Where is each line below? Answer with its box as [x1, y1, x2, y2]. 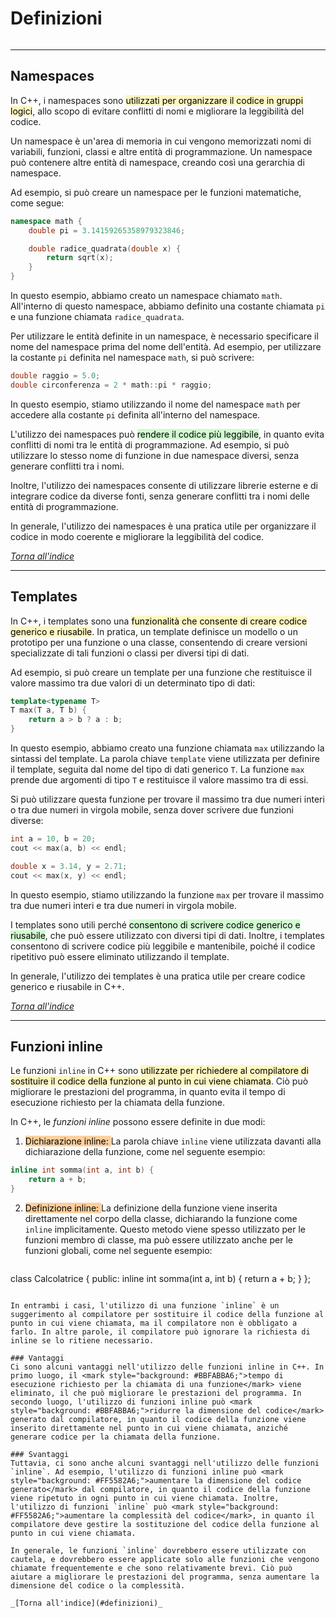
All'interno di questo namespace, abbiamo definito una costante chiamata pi [10, 300, 326, 312]
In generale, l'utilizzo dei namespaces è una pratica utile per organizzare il [10, 520, 317, 532]
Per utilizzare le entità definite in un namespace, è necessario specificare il [10, 330, 319, 342]
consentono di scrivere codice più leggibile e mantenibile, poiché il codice [10, 940, 316, 952]
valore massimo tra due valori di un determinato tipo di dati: [10, 677, 256, 689]
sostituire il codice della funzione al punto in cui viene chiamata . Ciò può [10, 1075, 309, 1087]
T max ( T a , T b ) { [10, 705, 87, 716]
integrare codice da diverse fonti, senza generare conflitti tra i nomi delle [10, 490, 310, 502]
